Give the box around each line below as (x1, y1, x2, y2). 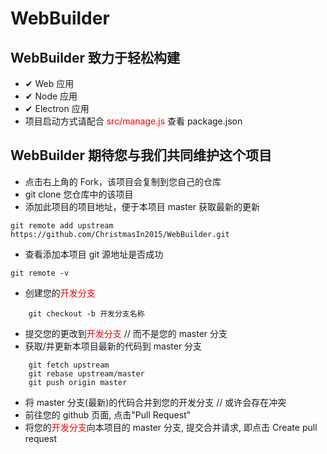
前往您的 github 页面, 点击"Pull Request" (24, 408, 192, 421)
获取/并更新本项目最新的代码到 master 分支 (24, 340, 203, 352)
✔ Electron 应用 (24, 103, 90, 114)
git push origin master (28, 377, 128, 387)
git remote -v (10, 268, 70, 278)
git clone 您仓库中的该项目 (24, 188, 134, 200)
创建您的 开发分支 (24, 287, 96, 299)
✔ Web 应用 (24, 78, 75, 89)
